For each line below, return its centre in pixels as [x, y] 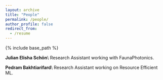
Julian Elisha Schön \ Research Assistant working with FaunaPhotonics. [80, 58]
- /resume [20, 33]
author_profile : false [29, 24]
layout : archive [22, 10]
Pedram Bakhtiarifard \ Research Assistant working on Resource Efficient [81, 67]
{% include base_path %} [32, 48]
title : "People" [22, 15]
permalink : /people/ [27, 19]
